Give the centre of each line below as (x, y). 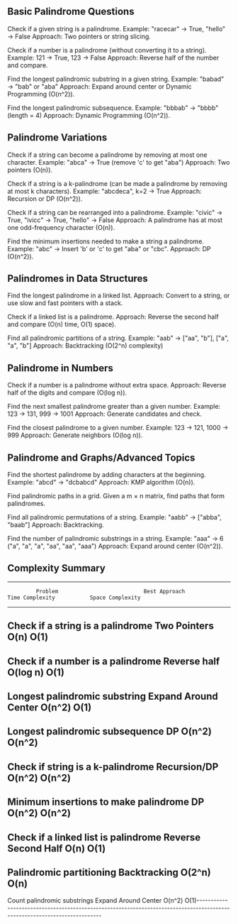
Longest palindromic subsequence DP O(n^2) (110, 731)
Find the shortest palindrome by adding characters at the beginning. (107, 475)
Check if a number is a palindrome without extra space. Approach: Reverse (117, 385)
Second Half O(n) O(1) (57, 848)
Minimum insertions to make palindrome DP (106, 802)
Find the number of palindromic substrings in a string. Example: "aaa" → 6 (115, 539)
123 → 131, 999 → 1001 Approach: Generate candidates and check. (104, 414)
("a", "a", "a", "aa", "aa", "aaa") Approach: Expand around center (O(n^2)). (115, 546)
